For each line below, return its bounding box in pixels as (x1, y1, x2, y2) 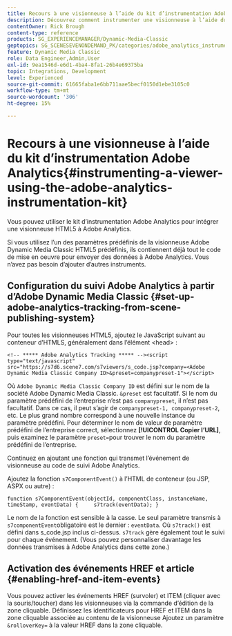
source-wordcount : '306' (7, 94, 79, 101)
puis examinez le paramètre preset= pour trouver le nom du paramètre (7, 433, 206, 441)
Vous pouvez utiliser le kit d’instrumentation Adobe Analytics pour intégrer (7, 217, 219, 225)
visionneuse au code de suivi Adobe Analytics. (7, 461, 140, 470)
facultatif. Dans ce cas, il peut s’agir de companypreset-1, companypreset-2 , (7, 403, 220, 412)
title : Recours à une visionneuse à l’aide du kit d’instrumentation (7, 10, 212, 17)
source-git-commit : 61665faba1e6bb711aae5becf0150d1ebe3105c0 (7, 81, 190, 88)
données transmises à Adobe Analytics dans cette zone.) (7, 543, 170, 551)
